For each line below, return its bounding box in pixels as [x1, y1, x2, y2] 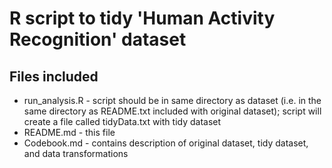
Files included [9, 68, 99, 85]
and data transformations [23, 148, 129, 159]
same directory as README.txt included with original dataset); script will [23, 105, 322, 117]
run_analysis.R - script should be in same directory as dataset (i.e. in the [23, 95, 322, 106]
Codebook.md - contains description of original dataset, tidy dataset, [23, 137, 309, 149]
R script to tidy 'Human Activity [9, 7, 276, 30]
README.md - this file [23, 127, 116, 138]
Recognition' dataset [9, 28, 187, 51]
